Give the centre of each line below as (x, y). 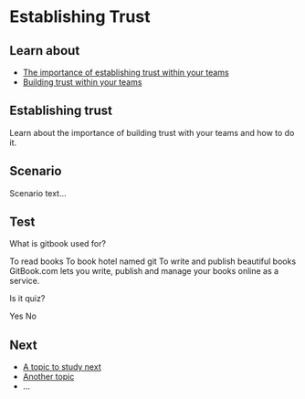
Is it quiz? (27, 299)
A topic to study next (62, 367)
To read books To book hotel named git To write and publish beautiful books (153, 261)
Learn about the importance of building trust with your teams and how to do (152, 132)
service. (25, 281)
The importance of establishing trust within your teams (126, 72)
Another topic (48, 377)
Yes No (23, 316)
